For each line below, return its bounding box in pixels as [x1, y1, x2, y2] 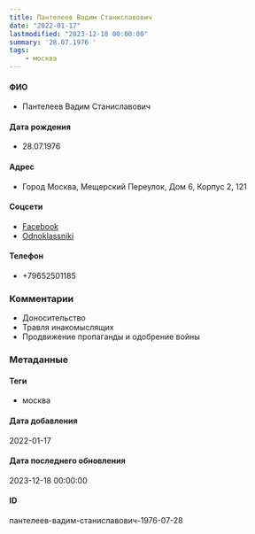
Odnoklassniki [21, 230, 74, 241]
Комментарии [9, 292, 73, 305]
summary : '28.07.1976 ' [9, 37, 97, 47]
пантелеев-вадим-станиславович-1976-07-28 [9, 515, 183, 526]
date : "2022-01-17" [9, 21, 81, 30]
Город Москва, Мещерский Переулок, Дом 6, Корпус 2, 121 [21, 181, 248, 191]
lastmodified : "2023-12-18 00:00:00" [9, 29, 149, 38]
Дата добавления [9, 415, 78, 426]
